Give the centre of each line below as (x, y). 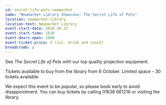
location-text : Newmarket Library (41, 24)
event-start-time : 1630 (30, 33)
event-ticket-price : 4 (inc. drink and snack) (54, 43)
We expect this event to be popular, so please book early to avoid (72, 86)
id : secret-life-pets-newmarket (39, 10)
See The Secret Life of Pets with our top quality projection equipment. (77, 61)
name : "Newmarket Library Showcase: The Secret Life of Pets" (71, 15)
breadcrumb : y (20, 47)
